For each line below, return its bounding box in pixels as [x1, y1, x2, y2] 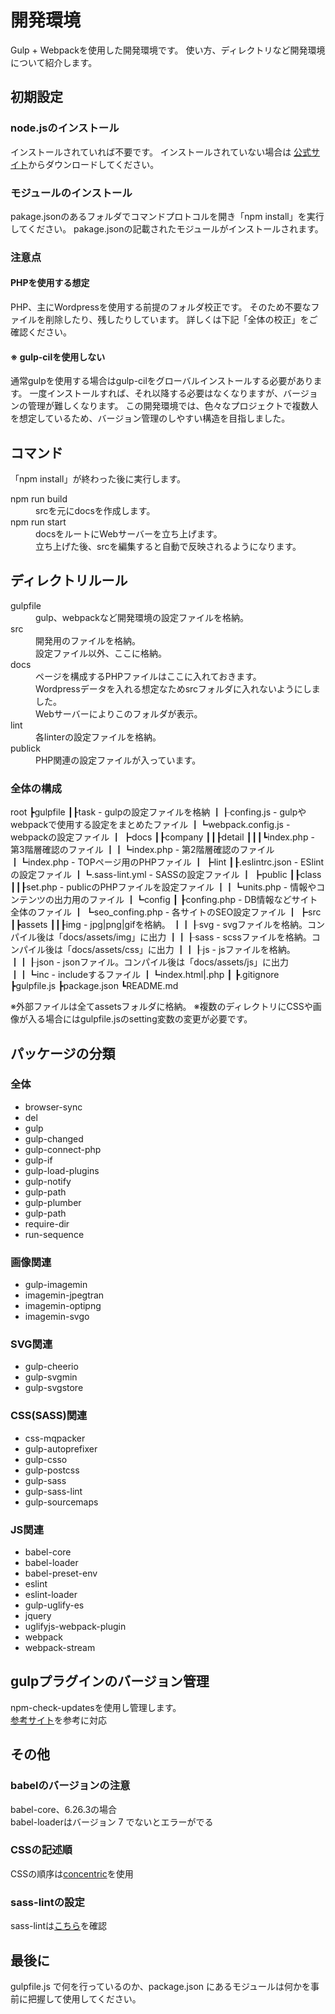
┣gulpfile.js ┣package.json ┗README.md [10, 980, 179, 992]
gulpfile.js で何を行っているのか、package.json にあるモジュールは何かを [10, 1980, 312, 1992]
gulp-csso [24, 1453, 68, 1465]
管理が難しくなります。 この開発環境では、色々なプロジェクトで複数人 [27, 400, 319, 412]
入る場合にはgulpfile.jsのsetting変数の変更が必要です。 [27, 1013, 253, 1025]
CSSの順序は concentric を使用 [10, 1867, 134, 1880]
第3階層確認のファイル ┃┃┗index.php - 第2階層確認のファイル [10, 844, 275, 856]
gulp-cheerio [24, 1361, 79, 1373]
